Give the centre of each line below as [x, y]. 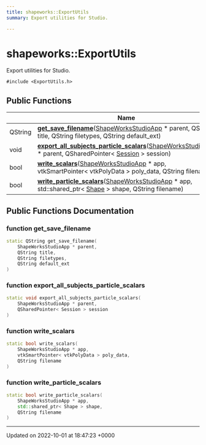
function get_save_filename [48, 228]
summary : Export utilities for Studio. [57, 18]
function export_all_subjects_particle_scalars [76, 285]
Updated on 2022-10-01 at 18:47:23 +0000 [61, 435]
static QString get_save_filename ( [52, 241]
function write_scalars [40, 331]
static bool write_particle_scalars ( [55, 395]
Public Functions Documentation [70, 211]
